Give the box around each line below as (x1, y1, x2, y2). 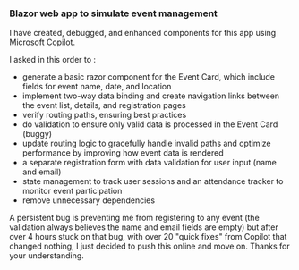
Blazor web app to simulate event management (9, 7, 218, 20)
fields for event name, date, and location (21, 81, 172, 92)
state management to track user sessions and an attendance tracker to (21, 176, 284, 187)
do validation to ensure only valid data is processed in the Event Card (21, 119, 278, 130)
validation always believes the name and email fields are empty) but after (9, 222, 279, 232)
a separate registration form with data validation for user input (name (21, 157, 278, 168)
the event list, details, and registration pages (21, 100, 186, 111)
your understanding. (9, 250, 85, 261)
